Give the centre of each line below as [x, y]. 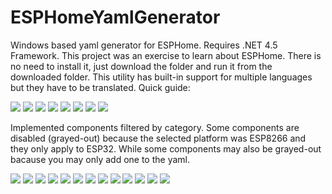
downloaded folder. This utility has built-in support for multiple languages [161, 77]
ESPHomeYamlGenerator [115, 17]
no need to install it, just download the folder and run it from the [141, 66]
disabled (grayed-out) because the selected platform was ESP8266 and [158, 138]
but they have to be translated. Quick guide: [100, 87]
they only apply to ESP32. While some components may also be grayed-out [166, 148]
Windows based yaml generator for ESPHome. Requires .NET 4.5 [144, 45]
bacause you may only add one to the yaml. [100, 159]
